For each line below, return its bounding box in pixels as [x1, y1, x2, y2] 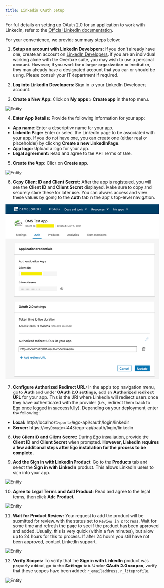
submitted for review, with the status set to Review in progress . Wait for [12, 518, 157, 523]
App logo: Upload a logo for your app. [12, 145, 90, 151]
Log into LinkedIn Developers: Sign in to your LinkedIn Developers [12, 81, 147, 87]
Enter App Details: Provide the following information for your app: [12, 115, 145, 121]
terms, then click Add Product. [12, 494, 75, 500]
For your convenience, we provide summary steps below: [5, 37, 121, 43]
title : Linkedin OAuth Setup [5, 8, 65, 13]
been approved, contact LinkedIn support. [12, 538, 97, 544]
